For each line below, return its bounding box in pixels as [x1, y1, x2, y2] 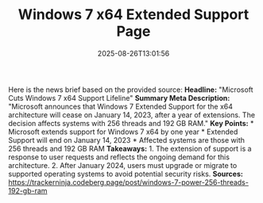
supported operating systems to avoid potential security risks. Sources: [8, 169, 244, 178]
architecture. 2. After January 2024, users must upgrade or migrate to [8, 160, 238, 170]
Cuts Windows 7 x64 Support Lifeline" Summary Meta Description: [8, 93, 230, 102]
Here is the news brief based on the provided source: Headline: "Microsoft [8, 85, 253, 94]
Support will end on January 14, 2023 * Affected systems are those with [8, 135, 245, 144]
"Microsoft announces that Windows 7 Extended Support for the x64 [8, 101, 233, 111]
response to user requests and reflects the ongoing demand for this [8, 152, 230, 162]
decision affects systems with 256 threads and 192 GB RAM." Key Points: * [8, 118, 254, 128]
